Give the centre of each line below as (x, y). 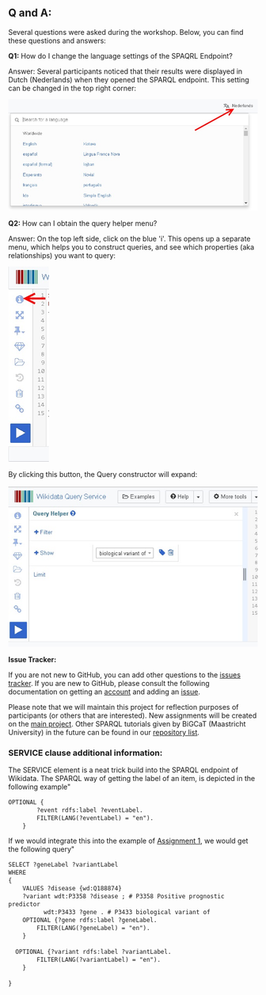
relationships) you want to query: (62, 256)
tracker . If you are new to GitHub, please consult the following (109, 684)
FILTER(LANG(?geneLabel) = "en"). (93, 928)
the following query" (42, 849)
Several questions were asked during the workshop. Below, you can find (126, 32)
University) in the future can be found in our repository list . (104, 733)
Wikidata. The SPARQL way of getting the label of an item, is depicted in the (132, 779)
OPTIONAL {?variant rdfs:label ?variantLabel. (93, 952)
